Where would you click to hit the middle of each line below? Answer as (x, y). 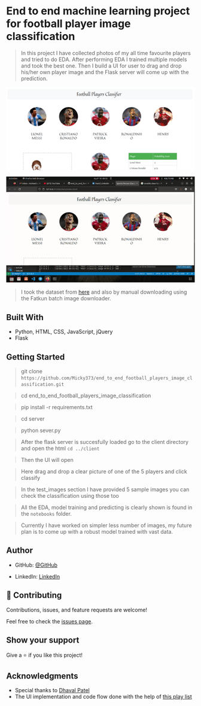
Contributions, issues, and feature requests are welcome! (77, 610)
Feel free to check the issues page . (49, 621)
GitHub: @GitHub (36, 565)
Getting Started (36, 357)
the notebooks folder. (46, 514)
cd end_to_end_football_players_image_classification (86, 395)
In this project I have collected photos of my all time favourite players (106, 53)
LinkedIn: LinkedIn (37, 576)
